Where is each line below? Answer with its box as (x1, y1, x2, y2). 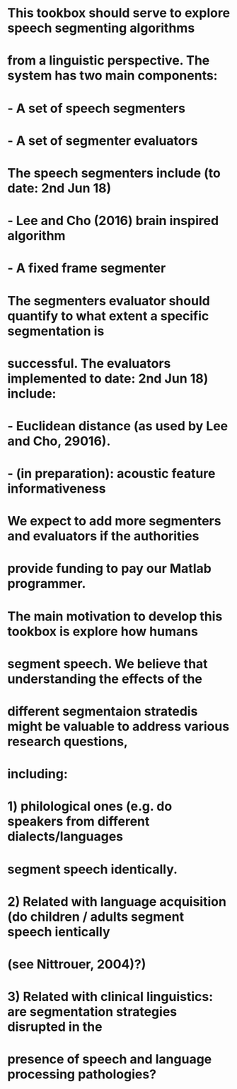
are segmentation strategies (7, 1004, 178, 1020)
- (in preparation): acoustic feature (7, 466, 216, 482)
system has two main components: (7, 67, 218, 84)
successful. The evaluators (7, 355, 171, 371)
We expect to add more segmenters (7, 513, 221, 530)
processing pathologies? (7, 1066, 157, 1083)
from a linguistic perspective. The (7, 53, 210, 69)
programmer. (7, 576, 86, 592)
